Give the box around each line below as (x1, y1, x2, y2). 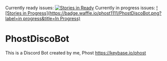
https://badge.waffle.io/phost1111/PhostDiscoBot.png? (49, 10, 162, 16)
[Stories (5, 10, 22, 16)
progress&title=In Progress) (23, 16, 81, 21)
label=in (5, 16, 22, 21)
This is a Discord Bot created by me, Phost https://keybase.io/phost (5, 49, 146, 55)
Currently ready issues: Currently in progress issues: (5, 5, 155, 11)
